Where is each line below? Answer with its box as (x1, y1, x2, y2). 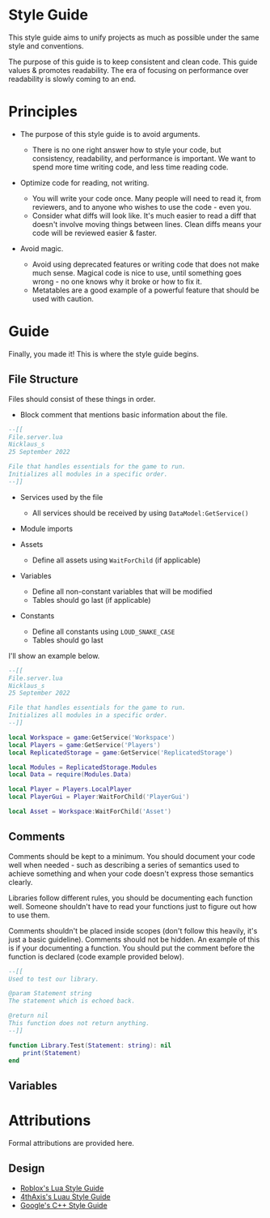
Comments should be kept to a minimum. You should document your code (8, 851, 255, 861)
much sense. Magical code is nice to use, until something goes (32, 267, 243, 277)
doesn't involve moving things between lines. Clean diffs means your (32, 219, 262, 229)
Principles (8, 103, 78, 121)
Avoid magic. (19, 243, 64, 253)
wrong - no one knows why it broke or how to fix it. (32, 276, 202, 286)
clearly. (8, 877, 33, 887)
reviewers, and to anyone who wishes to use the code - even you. (32, 202, 252, 212)
